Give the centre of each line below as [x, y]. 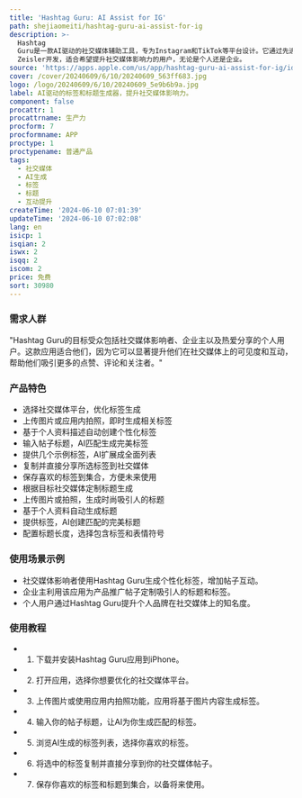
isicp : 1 [26, 235]
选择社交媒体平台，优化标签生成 [81, 410]
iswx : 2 [24, 252]
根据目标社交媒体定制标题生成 [77, 488]
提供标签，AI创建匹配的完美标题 [81, 522]
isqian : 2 [28, 244]
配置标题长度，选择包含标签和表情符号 [93, 533]
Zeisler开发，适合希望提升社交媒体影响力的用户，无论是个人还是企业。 [132, 59]
